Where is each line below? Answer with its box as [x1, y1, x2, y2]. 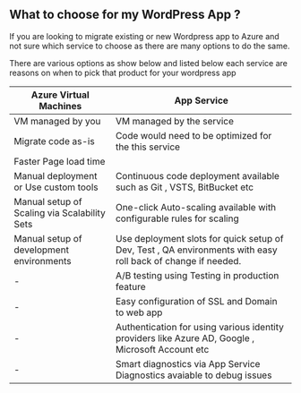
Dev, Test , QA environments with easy [115, 243, 278, 256]
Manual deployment [13, 169, 98, 182]
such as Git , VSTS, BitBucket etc [115, 181, 254, 193]
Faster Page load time [13, 155, 106, 167]
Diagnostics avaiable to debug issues [115, 369, 272, 381]
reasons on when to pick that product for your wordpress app [9, 67, 236, 78]
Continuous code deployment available [115, 169, 280, 182]
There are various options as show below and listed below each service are [9, 57, 288, 68]
